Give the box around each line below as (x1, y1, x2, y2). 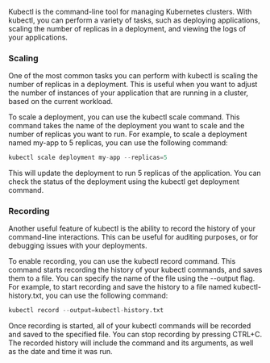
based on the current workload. (8, 97, 114, 106)
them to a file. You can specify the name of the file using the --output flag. (8, 273, 255, 283)
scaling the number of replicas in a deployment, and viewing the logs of (8, 24, 247, 33)
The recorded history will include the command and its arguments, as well (8, 338, 254, 348)
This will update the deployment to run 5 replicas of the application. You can (8, 169, 262, 178)
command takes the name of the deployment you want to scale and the (8, 121, 245, 131)
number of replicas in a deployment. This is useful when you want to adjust (8, 80, 258, 90)
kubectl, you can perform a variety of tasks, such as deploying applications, (8, 15, 260, 25)
